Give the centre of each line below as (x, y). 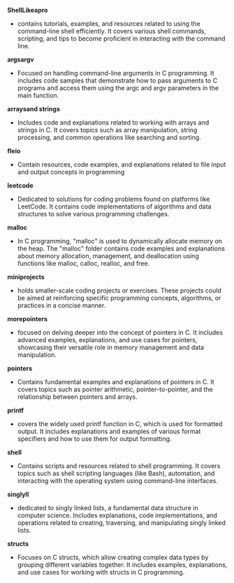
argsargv (21, 59)
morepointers (27, 319)
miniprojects (26, 277)
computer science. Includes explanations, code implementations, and (117, 515)
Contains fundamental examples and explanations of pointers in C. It (116, 382)
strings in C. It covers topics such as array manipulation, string (107, 130)
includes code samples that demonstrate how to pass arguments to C (117, 80)
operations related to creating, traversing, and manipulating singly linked (121, 523)
